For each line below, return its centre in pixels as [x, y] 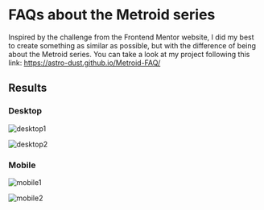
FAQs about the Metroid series [112, 15]
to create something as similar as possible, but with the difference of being [132, 45]
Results [28, 88]
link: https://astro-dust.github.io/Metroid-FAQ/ [85, 63]
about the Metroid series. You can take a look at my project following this [129, 54]
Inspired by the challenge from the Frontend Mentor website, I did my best [132, 37]
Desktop [25, 111]
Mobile [22, 165]
